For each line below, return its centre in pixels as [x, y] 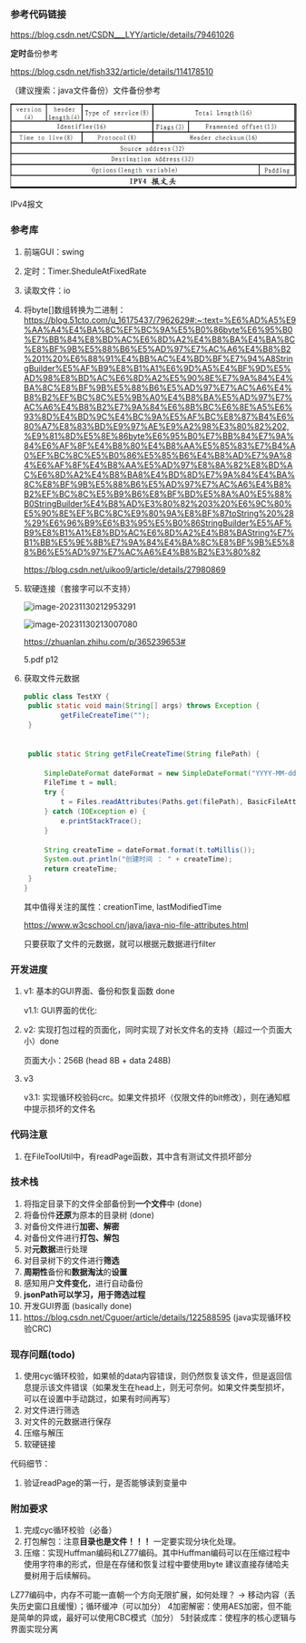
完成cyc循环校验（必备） [70, 1530]
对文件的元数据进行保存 [67, 1422]
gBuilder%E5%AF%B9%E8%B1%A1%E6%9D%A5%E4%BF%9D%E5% [157, 368]
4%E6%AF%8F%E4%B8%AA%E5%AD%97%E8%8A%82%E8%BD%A [158, 465]
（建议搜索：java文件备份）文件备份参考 [86, 91]
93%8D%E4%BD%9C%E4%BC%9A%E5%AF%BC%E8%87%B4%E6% [158, 417]
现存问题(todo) [43, 1355]
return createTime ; [81, 869]
